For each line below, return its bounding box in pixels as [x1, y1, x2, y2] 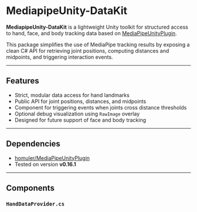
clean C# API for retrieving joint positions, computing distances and [6, 47, 169, 54]
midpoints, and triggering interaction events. [6, 53, 113, 60]
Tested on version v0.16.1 [14, 160, 76, 167]
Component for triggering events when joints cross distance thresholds [14, 104, 187, 111]
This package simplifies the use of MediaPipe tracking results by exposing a [6, 41, 190, 48]
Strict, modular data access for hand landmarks [14, 91, 130, 98]
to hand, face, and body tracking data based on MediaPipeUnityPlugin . [6, 29, 177, 36]
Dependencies [6, 139, 60, 149]
